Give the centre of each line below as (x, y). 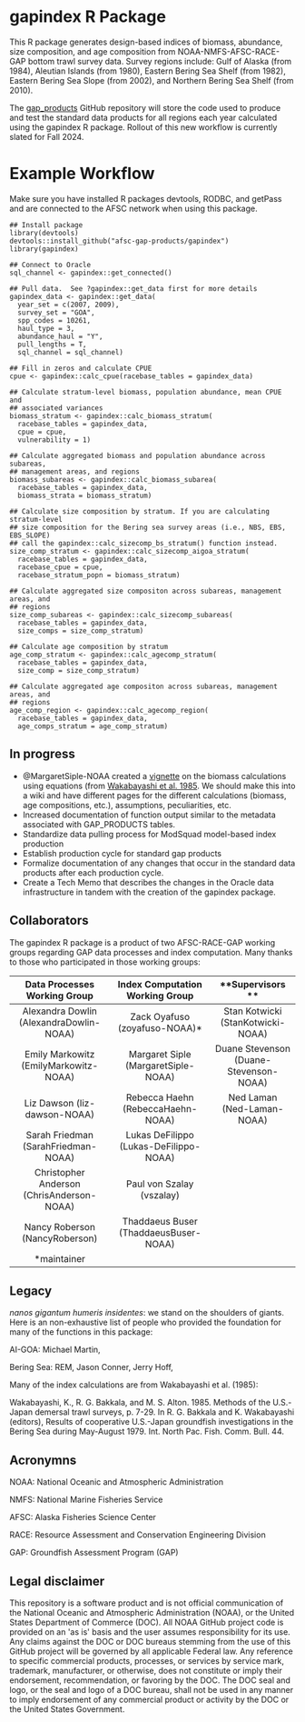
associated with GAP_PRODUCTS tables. (98, 824)
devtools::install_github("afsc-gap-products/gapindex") (119, 241)
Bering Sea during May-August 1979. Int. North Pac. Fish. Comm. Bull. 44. (147, 1432)
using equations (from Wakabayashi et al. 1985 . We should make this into (159, 786)
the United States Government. (67, 1709)
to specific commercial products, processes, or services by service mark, (147, 1660)
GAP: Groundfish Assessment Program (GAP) (94, 1553)
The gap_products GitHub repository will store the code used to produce (145, 107)
